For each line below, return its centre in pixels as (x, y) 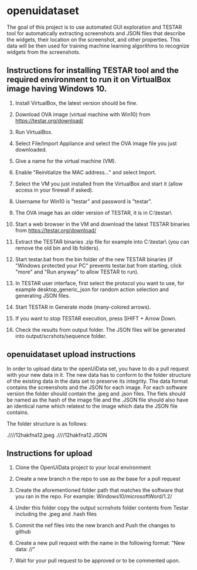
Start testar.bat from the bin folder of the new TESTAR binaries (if (94, 259)
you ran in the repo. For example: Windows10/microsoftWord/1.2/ (94, 497)
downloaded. (31, 149)
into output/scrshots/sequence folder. (61, 336)
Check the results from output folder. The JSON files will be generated (100, 329)
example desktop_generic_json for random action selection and (92, 289)
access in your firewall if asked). (54, 190)
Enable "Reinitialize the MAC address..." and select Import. (86, 172)
